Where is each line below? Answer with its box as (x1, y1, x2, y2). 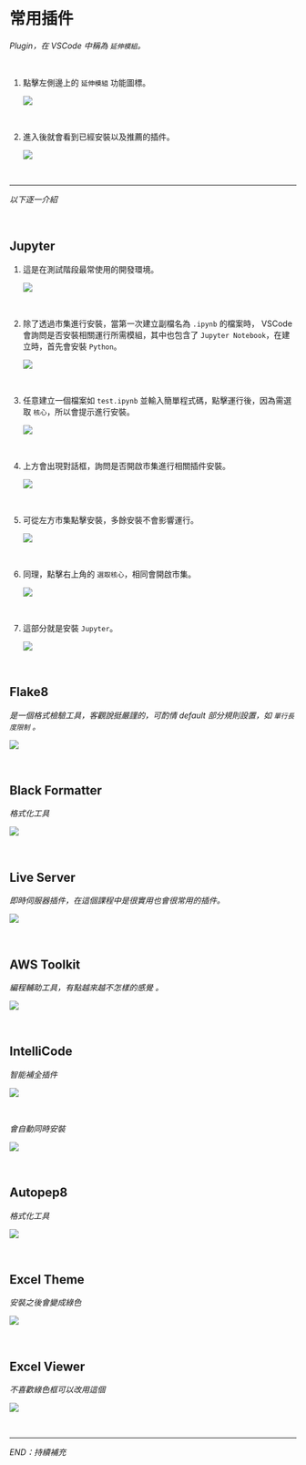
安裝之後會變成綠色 (9, 1297, 82, 1308)
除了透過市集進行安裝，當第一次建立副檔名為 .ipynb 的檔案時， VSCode (22, 318, 293, 329)
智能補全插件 (9, 1069, 57, 1080)
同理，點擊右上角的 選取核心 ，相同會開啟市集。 (22, 569, 197, 579)
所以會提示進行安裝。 (54, 406, 135, 417)
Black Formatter (9, 783, 102, 798)
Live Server (9, 869, 76, 885)
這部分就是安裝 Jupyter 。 (22, 622, 118, 633)
